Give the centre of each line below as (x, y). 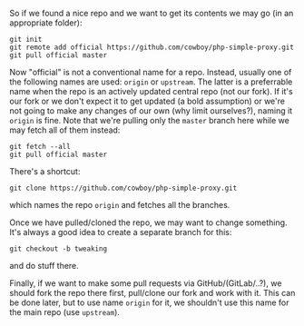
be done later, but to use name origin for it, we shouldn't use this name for (149, 302)
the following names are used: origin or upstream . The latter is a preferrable (151, 82)
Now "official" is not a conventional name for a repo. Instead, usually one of (151, 72)
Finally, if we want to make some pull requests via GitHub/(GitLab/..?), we (146, 283)
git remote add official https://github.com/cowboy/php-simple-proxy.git (152, 47)
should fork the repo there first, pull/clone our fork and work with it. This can (152, 293)
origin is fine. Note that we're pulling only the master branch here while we (150, 120)
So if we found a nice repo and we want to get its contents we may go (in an (152, 13)
